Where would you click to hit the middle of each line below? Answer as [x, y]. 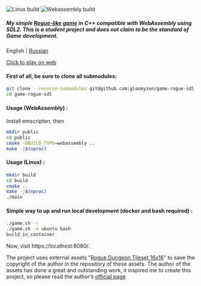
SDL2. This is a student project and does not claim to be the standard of [97, 29]
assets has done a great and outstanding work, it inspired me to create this [99, 270]
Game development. [32, 35]
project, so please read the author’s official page [66, 277]
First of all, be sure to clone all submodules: [61, 76]
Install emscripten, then [35, 121]
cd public [19, 138]
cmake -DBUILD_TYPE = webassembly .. [51, 143]
